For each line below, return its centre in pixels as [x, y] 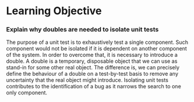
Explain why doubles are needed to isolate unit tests [83, 30]
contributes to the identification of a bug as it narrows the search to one [94, 87]
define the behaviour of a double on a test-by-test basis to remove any [92, 74]
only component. [27, 93]
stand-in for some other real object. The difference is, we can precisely [93, 68]
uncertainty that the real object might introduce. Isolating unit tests [87, 80]
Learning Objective [54, 11]
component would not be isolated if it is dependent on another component [97, 49]
